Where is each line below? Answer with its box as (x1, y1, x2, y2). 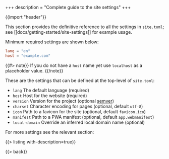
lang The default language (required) (12, 87, 90, 93)
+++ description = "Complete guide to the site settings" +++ (5, 5, 131, 10)
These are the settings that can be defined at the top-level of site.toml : (5, 77, 155, 84)
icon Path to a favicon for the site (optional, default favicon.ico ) (12, 108, 146, 115)
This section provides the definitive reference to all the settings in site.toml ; (5, 24, 164, 30)
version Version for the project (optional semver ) (12, 98, 115, 104)
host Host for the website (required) (12, 93, 87, 99)
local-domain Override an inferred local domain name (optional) (12, 119, 145, 125)
